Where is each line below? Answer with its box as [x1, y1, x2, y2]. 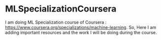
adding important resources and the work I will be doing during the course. [5, 29, 157, 35]
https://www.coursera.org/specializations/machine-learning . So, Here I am [5, 24, 157, 30]
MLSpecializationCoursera [5, 3, 117, 14]
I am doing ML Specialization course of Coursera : [5, 19, 107, 25]
